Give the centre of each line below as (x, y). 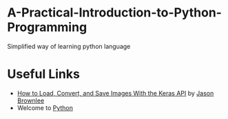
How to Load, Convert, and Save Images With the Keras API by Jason (115, 93)
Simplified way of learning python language (69, 46)
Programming (47, 27)
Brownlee (31, 100)
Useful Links (44, 74)
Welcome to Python (45, 107)
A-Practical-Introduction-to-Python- (115, 13)
